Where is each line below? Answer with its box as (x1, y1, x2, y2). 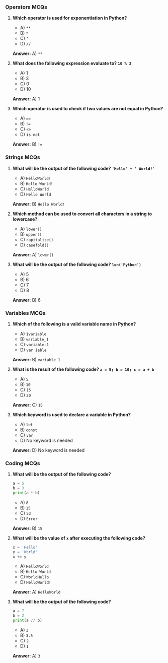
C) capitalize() (20, 236, 54, 242)
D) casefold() (20, 242, 49, 248)
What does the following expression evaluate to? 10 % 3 (12, 60, 132, 67)
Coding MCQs (5, 459, 40, 467)
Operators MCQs (5, 4, 48, 11)
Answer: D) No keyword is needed (12, 447, 85, 453)
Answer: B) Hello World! (12, 201, 65, 207)
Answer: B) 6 (12, 297, 41, 303)
